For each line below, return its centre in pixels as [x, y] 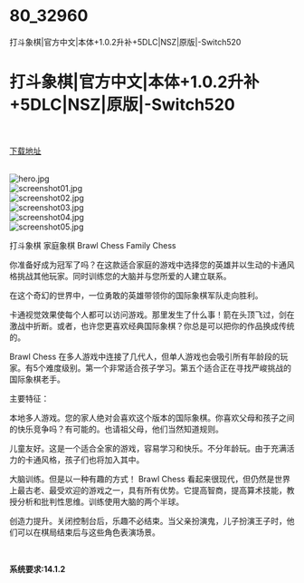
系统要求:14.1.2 [38, 568]
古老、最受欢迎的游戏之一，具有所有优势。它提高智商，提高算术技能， [156, 490]
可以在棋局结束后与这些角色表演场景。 [88, 532]
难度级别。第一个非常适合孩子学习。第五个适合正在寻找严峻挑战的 [169, 367]
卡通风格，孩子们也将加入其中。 [85, 460]
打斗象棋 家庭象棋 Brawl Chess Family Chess [93, 245]
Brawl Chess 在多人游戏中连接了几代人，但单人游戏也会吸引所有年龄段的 [145, 356]
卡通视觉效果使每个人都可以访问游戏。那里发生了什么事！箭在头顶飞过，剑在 [152, 315]
